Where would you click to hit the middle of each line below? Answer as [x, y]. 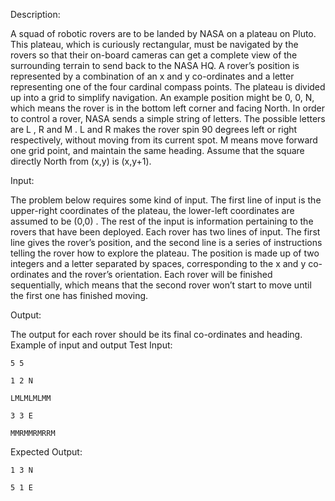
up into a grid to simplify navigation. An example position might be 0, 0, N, [162, 97]
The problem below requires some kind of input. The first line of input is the [166, 200]
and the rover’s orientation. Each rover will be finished [162, 274]
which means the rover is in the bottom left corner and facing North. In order [167, 108]
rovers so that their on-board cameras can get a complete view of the [154, 55]
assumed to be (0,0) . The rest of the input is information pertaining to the [162, 221]
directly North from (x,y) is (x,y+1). [81, 161]
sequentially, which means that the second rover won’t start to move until [161, 285]
